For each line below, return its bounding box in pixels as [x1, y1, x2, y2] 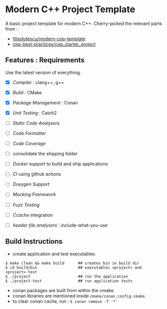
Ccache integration [12, 212, 53, 218]
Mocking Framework [12, 191, 56, 198]
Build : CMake [12, 89, 42, 95]
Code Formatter [12, 130, 46, 136]
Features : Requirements [5, 56, 85, 65]
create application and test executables [12, 250, 95, 257]
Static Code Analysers [12, 120, 60, 126]
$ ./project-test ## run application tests [5, 278, 133, 284]
